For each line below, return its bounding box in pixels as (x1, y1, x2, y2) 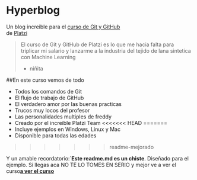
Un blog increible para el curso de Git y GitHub (6, 23, 120, 30)
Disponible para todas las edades (14, 131, 97, 139)
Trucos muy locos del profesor (14, 107, 90, 114)
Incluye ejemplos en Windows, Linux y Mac (14, 126, 120, 133)
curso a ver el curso (6, 167, 55, 175)
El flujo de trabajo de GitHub (14, 94, 84, 101)
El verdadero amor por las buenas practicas (14, 100, 122, 107)
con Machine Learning (20, 53, 76, 60)
